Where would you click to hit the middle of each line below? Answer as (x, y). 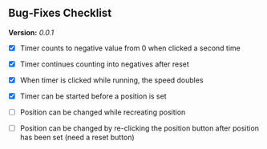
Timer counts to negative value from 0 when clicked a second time (130, 48)
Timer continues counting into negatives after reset (105, 64)
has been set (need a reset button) (77, 137)
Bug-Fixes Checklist (60, 13)
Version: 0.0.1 (31, 32)
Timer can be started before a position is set (93, 96)
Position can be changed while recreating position (103, 112)
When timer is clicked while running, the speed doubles (111, 80)
